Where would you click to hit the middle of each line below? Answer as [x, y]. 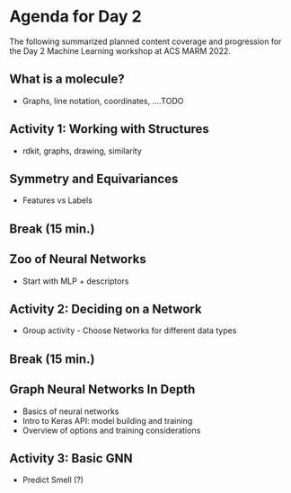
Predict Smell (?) [53, 480]
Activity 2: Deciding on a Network [106, 308]
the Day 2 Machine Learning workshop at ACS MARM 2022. [120, 50]
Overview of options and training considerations [111, 430]
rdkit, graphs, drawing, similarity [82, 151]
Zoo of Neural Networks [78, 259]
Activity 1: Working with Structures [109, 129]
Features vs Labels [57, 200]
